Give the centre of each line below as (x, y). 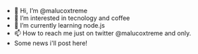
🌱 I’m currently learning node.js (60, 25)
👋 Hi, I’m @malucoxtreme (51, 11)
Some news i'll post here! (51, 43)
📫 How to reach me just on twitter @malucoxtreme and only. (103, 33)
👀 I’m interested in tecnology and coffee (72, 18)
